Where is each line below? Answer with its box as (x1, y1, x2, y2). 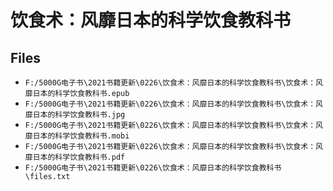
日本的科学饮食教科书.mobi (32, 131, 130, 141)
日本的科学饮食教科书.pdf (32, 152, 126, 162)
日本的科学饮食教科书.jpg (32, 110, 126, 120)
